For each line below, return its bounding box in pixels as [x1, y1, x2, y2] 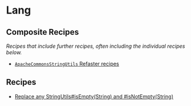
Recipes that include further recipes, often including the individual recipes [6, 42, 185, 49]
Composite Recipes [6, 27, 79, 37]
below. [6, 49, 22, 56]
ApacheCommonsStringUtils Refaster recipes [14, 60, 119, 67]
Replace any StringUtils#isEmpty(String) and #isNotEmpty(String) [14, 92, 174, 100]
